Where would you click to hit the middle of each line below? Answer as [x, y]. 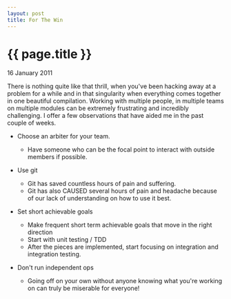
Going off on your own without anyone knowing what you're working [125, 281]
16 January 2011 [30, 73]
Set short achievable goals [55, 212]
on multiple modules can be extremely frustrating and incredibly [98, 108]
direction [40, 232]
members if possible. [57, 157]
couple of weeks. [32, 123]
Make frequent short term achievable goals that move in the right [120, 225]
